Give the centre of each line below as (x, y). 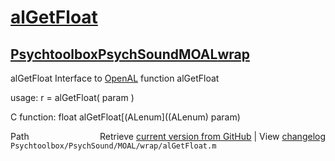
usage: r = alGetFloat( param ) (72, 97)
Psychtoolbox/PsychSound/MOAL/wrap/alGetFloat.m (113, 146)
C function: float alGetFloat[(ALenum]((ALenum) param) (125, 117)
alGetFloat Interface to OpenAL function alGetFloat (115, 78)
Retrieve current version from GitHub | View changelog (212, 136)
